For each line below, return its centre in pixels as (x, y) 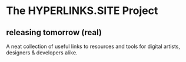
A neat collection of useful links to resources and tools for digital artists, (93, 46)
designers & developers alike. (42, 53)
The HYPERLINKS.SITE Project (82, 11)
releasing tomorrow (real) (54, 32)
